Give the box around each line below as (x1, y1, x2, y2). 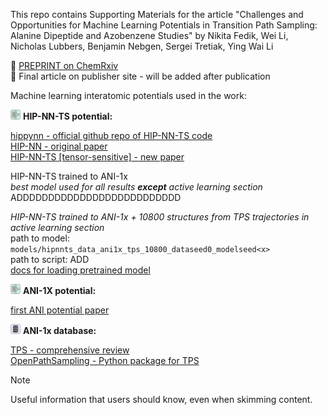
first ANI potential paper (10, 304, 110, 316)
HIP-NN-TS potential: (22, 110, 113, 122)
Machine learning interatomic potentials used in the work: (10, 90, 247, 101)
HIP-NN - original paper (10, 140, 108, 152)
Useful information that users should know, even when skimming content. (10, 394, 313, 405)
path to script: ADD (10, 254, 90, 265)
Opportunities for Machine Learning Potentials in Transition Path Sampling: (10, 19, 318, 31)
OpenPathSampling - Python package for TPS (10, 355, 200, 366)
